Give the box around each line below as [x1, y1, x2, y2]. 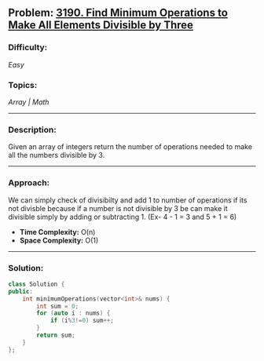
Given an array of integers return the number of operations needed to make [8, 142, 253, 151]
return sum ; [36, 331, 76, 339]
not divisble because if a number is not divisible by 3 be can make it [8, 203, 228, 213]
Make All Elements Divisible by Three [8, 19, 194, 32]
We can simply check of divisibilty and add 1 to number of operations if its [8, 195, 247, 205]
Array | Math [8, 97, 49, 107]
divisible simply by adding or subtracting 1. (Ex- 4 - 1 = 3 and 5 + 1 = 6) [8, 212, 237, 221]
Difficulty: [8, 42, 48, 53]
